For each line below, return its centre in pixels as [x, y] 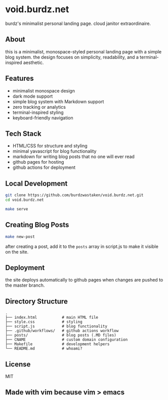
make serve [17, 209]
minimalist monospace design [44, 90]
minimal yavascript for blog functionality [54, 151]
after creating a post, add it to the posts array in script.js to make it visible [82, 246]
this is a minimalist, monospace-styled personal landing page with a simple [83, 51]
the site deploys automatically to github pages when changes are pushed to [84, 280]
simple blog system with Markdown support [58, 101]
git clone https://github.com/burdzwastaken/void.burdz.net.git [74, 195]
